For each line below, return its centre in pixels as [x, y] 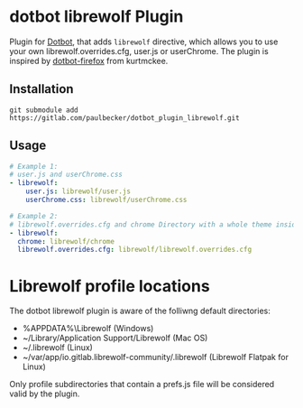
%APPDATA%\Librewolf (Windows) [88, 329]
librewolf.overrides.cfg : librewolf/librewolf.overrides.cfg [135, 250]
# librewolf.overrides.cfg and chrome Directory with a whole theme [141, 224]
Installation [41, 89]
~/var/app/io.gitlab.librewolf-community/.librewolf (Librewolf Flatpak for [155, 357]
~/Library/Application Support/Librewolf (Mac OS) [115, 338]
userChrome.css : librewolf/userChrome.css [106, 200]
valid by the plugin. [45, 394]
